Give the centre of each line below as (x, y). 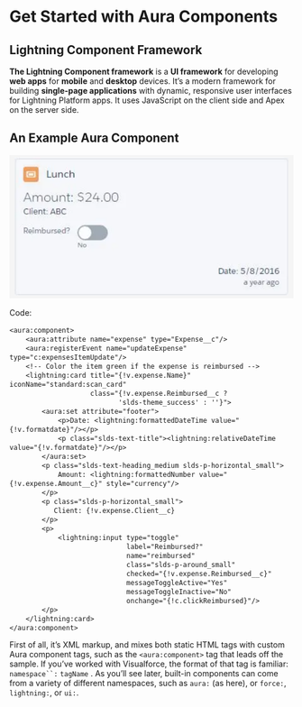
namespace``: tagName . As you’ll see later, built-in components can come (144, 674)
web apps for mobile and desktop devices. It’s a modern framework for (143, 81)
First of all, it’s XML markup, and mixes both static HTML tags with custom (147, 645)
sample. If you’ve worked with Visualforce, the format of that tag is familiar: (149, 664)
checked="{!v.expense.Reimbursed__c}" (199, 574)
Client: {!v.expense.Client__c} (114, 511)
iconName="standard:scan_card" (68, 385)
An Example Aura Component (94, 138)
